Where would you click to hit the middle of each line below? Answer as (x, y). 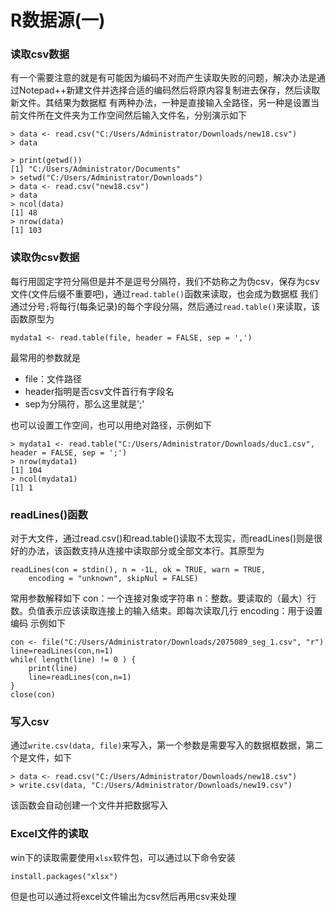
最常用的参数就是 (45, 357)
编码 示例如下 (38, 623)
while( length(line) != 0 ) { (73, 660)
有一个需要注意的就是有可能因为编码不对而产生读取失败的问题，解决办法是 (163, 78)
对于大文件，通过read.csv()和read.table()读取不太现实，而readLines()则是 (162, 538)
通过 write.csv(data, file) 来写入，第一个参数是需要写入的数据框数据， (158, 745)
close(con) (33, 695)
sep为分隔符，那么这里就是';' (84, 403)
